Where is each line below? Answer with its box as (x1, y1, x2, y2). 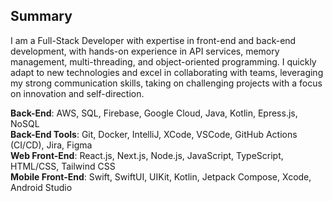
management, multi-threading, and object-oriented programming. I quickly (10, 55, 317, 68)
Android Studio (10, 181, 73, 193)
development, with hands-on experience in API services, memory (10, 45, 280, 57)
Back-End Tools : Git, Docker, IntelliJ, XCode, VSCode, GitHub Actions (10, 128, 298, 140)
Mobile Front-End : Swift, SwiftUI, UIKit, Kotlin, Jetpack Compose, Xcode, (10, 170, 312, 183)
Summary (10, 8, 73, 25)
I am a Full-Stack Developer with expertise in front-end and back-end (10, 34, 297, 46)
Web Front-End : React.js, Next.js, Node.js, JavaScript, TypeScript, (10, 149, 284, 161)
